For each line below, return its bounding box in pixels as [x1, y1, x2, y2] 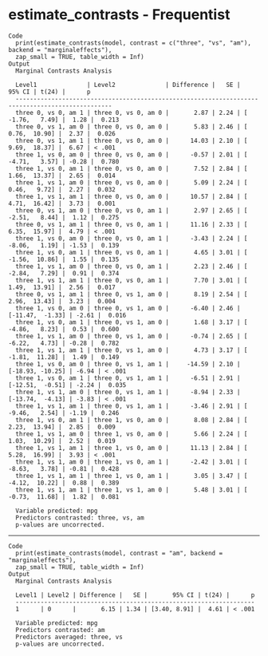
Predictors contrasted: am [15, 626, 105, 634]
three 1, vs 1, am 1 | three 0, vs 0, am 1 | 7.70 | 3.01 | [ [15, 276, 248, 284]
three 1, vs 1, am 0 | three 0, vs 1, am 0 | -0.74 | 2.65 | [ [15, 332, 248, 340]
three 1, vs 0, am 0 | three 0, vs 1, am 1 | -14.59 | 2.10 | [15, 360, 241, 368]
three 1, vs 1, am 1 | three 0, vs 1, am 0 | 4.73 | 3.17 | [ [15, 346, 248, 354]
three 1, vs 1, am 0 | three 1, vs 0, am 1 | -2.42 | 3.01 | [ [15, 457, 248, 466]
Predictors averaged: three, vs [15, 633, 124, 641]
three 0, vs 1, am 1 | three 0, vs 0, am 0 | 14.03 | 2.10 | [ [15, 136, 248, 144]
